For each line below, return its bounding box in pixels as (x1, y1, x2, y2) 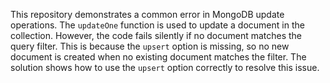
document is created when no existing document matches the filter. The (10, 51, 307, 63)
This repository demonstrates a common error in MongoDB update (10, 9, 285, 20)
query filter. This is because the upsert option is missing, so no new (10, 40, 290, 52)
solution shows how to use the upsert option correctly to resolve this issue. (10, 62, 320, 73)
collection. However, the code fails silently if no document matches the (10, 30, 303, 41)
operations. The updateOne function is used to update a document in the (10, 19, 305, 31)
